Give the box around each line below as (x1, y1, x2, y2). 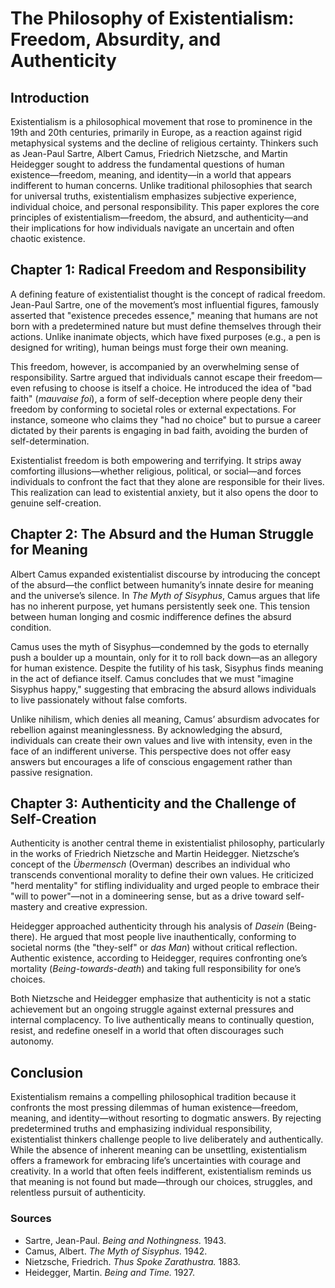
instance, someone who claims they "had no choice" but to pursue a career (10, 413, 322, 426)
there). (10, 931, 38, 943)
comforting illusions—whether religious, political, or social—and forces (10, 465, 302, 477)
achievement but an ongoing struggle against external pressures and (10, 1003, 295, 1016)
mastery (10, 901, 45, 913)
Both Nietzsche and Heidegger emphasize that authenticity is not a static (10, 993, 312, 1005)
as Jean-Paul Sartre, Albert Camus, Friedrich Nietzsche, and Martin (10, 148, 288, 159)
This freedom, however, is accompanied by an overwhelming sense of (10, 360, 300, 372)
